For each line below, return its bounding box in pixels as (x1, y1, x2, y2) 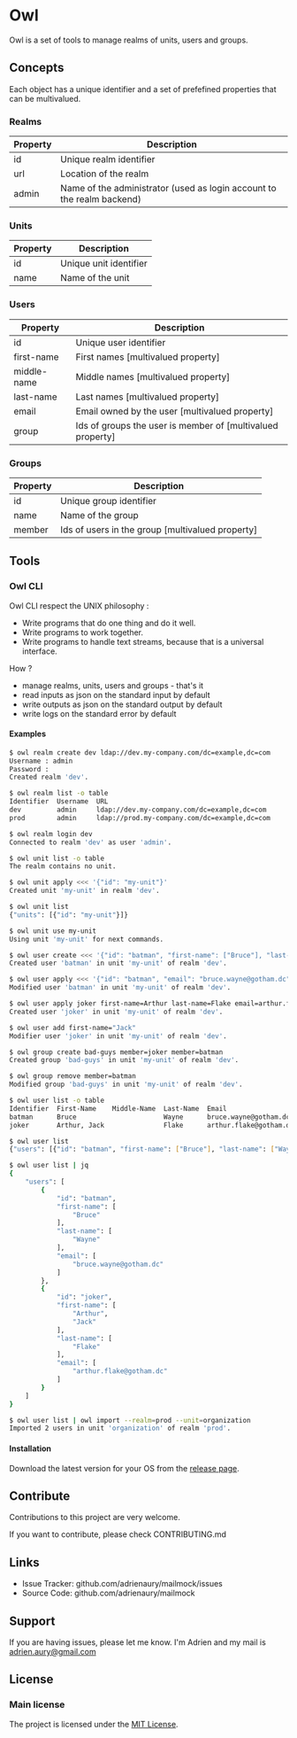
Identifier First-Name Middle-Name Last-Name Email (9, 1104, 227, 1113)
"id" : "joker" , (56, 1292, 113, 1302)
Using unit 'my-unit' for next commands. (9, 935, 164, 943)
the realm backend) (60, 193, 141, 206)
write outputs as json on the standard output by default (21, 699, 223, 710)
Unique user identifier (75, 336, 166, 348)
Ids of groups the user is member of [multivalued (75, 419, 278, 431)
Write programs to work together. (21, 626, 144, 638)
